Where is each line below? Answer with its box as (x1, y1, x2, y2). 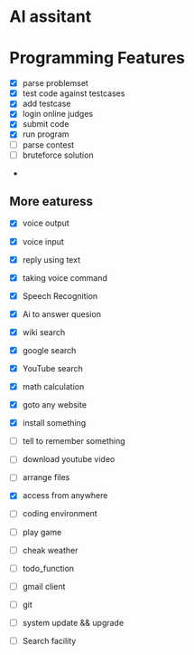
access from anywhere (22, 490, 108, 501)
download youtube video (22, 454, 115, 465)
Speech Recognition (22, 290, 98, 301)
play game (22, 526, 62, 537)
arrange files (22, 472, 70, 483)
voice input (22, 236, 65, 246)
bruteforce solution (22, 149, 94, 160)
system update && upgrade (22, 617, 125, 628)
